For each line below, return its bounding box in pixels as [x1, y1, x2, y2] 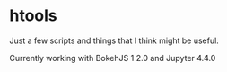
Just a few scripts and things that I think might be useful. [9, 35, 220, 46]
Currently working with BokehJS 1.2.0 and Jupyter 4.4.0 [9, 52, 216, 63]
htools [9, 5, 58, 26]
